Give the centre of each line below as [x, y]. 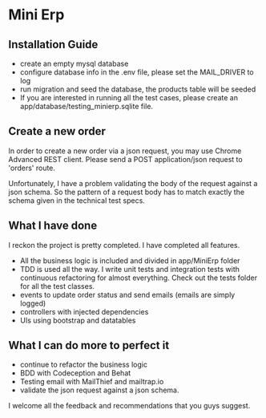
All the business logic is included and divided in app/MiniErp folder [130, 260]
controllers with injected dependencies [84, 311]
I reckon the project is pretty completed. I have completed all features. [124, 245]
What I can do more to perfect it [89, 345]
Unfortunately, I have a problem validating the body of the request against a [133, 183]
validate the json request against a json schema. [99, 390]
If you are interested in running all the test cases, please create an [129, 97]
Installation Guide [53, 45]
